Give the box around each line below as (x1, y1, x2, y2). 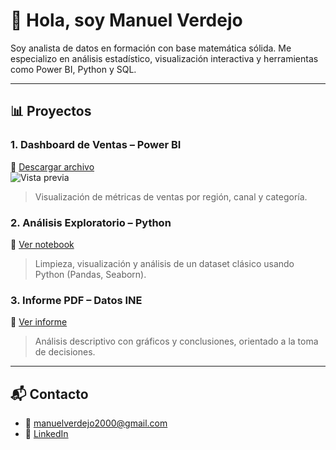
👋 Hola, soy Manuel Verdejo (10, 9, 243, 32)
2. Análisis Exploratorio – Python (10, 215, 172, 229)
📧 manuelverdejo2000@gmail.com (24, 417, 168, 429)
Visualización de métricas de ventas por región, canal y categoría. (34, 190, 308, 203)
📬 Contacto (10, 385, 89, 403)
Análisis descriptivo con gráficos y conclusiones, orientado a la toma (34, 335, 319, 348)
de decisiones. (34, 346, 96, 358)
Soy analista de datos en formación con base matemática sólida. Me (10, 42, 292, 54)
